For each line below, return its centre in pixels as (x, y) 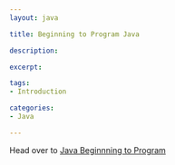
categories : (32, 108)
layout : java (34, 18)
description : (34, 51)
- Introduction (38, 92)
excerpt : (26, 67)
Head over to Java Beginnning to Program (87, 150)
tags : (19, 83)
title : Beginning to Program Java (75, 34)
